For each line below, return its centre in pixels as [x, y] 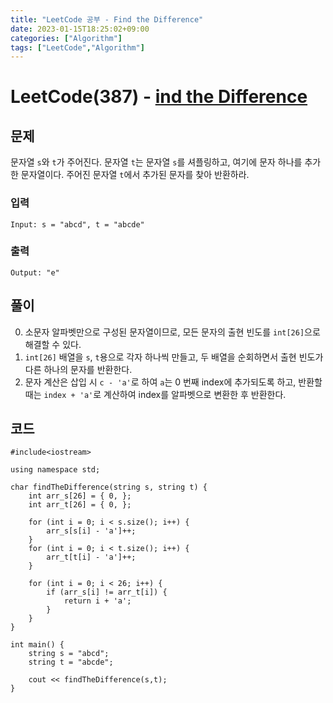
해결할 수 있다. [53, 344]
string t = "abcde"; [71, 662]
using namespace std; [55, 470]
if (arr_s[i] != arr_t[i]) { [107, 592]
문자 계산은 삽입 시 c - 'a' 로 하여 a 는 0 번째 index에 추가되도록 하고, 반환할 [173, 382]
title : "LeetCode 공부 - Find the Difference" [107, 19]
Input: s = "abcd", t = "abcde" [77, 224]
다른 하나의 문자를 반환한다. [78, 369]
